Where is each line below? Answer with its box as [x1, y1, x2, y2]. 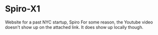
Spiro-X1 [5, 3, 41, 14]
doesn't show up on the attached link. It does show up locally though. [5, 24, 144, 30]
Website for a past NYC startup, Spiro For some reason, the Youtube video [5, 19, 153, 25]
